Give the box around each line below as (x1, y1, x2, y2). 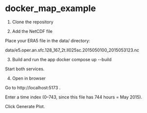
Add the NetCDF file (12, 28, 53, 34)
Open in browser (12, 75, 46, 81)
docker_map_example (5, 3, 96, 14)
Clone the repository (12, 19, 54, 25)
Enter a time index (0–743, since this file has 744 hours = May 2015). (5, 94, 143, 100)
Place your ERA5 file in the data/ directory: (5, 37, 91, 44)
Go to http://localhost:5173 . (5, 84, 61, 90)
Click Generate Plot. (5, 103, 45, 109)
